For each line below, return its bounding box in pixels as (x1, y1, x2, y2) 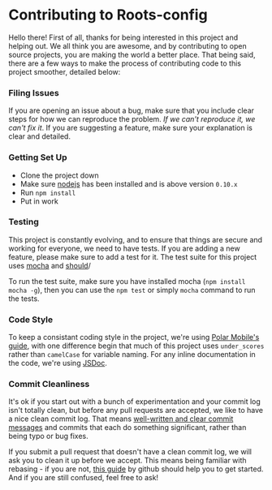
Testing (8, 217, 39, 228)
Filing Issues (8, 87, 59, 98)
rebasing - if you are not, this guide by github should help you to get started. (8, 464, 264, 474)
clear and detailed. (8, 131, 71, 141)
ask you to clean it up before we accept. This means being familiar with (8, 456, 247, 466)
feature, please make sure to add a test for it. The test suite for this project (8, 251, 257, 261)
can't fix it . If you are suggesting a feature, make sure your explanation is (8, 123, 253, 133)
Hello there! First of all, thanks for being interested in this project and (8, 32, 239, 42)
